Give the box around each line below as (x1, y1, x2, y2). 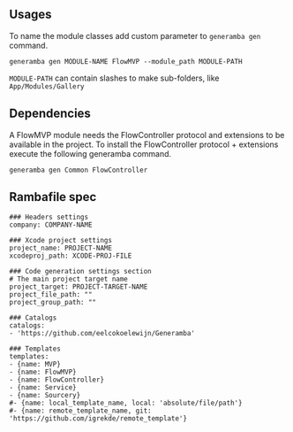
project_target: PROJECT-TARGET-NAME (9, 282, 148, 291)
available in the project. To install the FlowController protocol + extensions (9, 139, 279, 150)
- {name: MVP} (9, 360, 62, 369)
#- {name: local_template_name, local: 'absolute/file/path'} (9, 398, 243, 408)
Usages (9, 7, 52, 22)
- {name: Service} (9, 383, 77, 392)
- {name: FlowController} (9, 375, 104, 384)
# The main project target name (9, 274, 128, 284)
